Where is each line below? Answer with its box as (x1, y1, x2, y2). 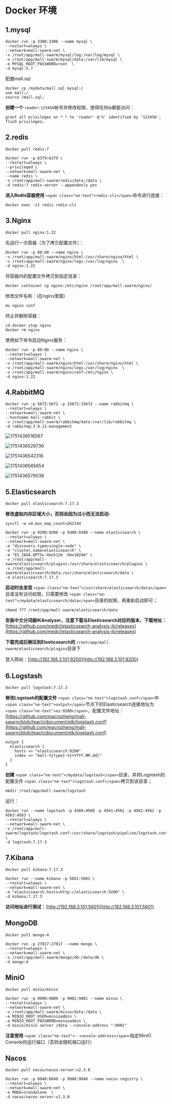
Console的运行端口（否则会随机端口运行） (5, 1039, 95, 1045)
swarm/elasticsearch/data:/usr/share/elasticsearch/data (5, 570, 130, 576)
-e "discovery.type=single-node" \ (5, 544, 81, 549)
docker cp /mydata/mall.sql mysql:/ (5, 86, 83, 91)
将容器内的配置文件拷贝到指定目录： (5, 273, 82, 279)
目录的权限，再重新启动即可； (94, 597, 158, 604)
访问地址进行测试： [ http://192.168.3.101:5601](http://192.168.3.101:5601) (5, 904, 155, 910)
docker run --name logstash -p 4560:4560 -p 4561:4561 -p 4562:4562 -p (5, 808, 161, 813)
